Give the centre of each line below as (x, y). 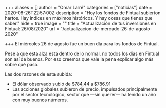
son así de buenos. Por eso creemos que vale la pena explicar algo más (79, 59)
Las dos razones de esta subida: (38, 74)
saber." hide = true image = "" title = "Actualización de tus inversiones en (80, 23)
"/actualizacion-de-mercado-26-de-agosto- (106, 29)
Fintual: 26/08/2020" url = (32, 29)
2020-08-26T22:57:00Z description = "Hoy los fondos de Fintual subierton (83, 13)
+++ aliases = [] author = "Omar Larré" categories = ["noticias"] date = (78, 7)
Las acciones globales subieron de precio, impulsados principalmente (85, 89)
